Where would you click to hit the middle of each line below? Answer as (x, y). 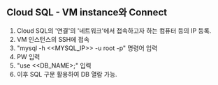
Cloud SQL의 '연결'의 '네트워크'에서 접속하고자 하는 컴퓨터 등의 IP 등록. (114, 31)
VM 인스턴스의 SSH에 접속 (53, 39)
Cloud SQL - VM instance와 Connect (87, 13)
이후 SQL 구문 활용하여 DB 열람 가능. (67, 74)
